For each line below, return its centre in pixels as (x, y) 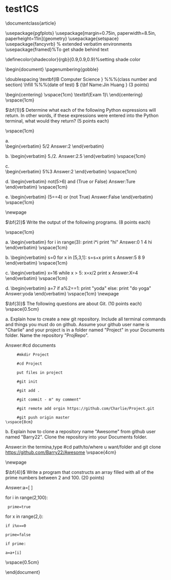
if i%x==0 (16, 526)
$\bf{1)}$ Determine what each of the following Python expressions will (81, 110)
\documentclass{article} (31, 23)
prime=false (18, 535)
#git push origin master (43, 417)
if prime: (16, 544)
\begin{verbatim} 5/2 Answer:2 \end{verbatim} (55, 146)
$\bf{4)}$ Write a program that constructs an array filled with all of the (80, 472)
